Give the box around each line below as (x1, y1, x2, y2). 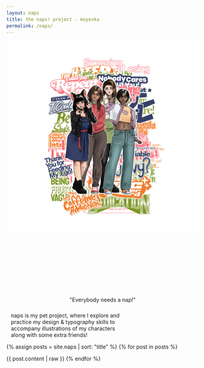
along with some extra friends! (11, 331, 88, 339)
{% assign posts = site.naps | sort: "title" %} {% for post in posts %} (6, 343, 178, 351)
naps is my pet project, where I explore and (11, 312, 120, 319)
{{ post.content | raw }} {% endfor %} (6, 355, 101, 362)
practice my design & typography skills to (11, 318, 115, 326)
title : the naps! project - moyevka (6, 16, 100, 23)
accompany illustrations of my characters (11, 325, 115, 333)
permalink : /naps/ (6, 23, 53, 29)
